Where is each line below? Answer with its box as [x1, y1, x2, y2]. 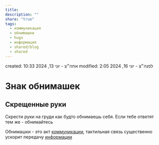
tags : [5, 21, 16, 26]
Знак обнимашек [5, 80, 80, 91]
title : [5, 7, 19, 12]
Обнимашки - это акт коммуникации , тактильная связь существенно [5, 128, 153, 134]
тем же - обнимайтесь [5, 118, 53, 125]
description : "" [5, 12, 39, 17]
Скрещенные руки [5, 100, 66, 109]
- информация [9, 40, 37, 45]
